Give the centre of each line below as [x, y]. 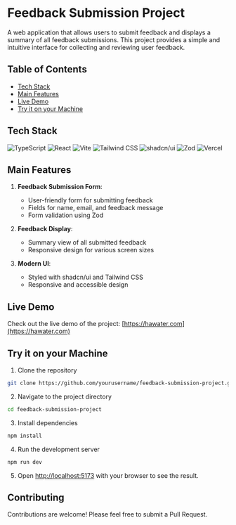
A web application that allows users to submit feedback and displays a [109, 32]
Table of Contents [47, 69]
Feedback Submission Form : [60, 187]
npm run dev [25, 462]
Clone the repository [47, 370]
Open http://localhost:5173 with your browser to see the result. [108, 475]
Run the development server [59, 449]
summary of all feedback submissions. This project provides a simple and [114, 39]
